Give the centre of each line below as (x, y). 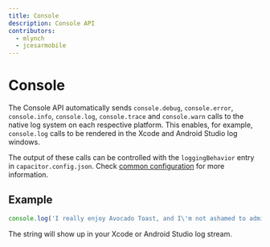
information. (29, 175)
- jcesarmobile (41, 46)
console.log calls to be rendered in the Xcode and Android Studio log (123, 134)
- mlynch (30, 38)
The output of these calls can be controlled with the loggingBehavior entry (131, 158)
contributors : (32, 31)
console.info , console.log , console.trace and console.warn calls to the (126, 117)
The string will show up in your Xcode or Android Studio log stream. (121, 233)
